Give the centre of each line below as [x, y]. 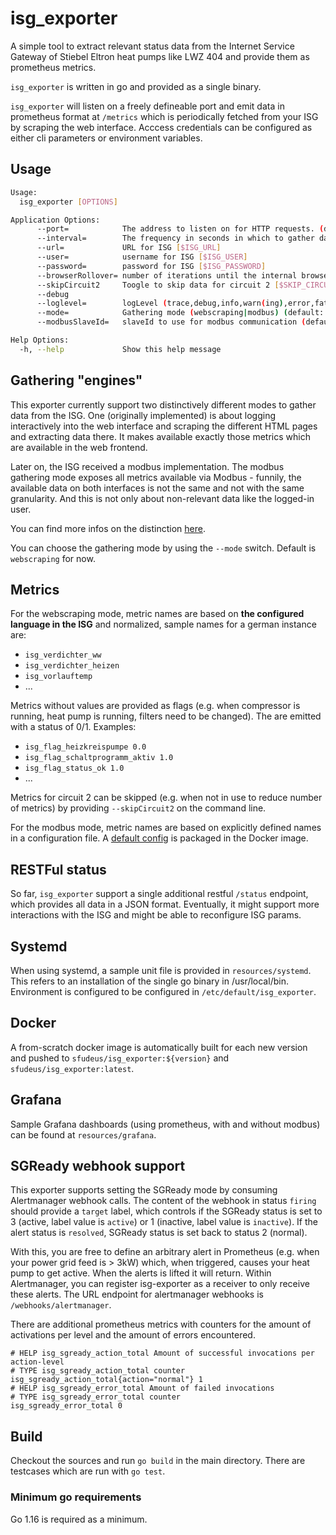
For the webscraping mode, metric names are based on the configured [157, 614]
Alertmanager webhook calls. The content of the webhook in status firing [163, 1201]
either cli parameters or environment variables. [106, 138]
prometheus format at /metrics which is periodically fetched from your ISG [164, 116]
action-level [37, 1362]
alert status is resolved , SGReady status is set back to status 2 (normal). [159, 1233]
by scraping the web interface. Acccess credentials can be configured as [161, 127]
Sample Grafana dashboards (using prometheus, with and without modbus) [165, 1124]
